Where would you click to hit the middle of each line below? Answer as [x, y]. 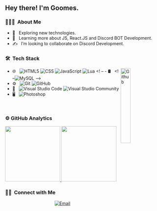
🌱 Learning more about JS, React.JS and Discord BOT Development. [82, 38]
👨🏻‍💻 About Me [23, 22]
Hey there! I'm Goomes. [42, 8]
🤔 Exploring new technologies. [44, 33]
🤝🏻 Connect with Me [30, 192]
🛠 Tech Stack [22, 58]
